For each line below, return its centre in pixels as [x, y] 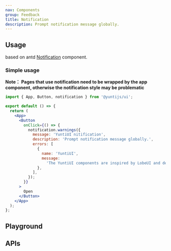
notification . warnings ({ [54, 130]
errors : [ [43, 144]
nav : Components [22, 10]
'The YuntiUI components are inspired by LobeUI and [103, 163]
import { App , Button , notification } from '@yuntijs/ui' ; [69, 97]
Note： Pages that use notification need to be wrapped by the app [76, 82]
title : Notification [27, 19]
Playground [24, 226]
